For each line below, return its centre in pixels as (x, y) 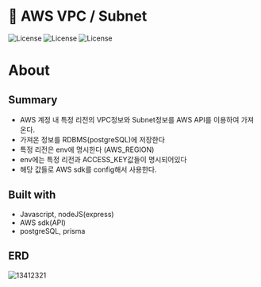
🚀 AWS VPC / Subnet (78, 16)
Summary (33, 100)
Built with (32, 195)
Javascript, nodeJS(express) (67, 214)
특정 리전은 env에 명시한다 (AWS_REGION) (87, 149)
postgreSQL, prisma (52, 231)
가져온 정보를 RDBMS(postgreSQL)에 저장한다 (92, 139)
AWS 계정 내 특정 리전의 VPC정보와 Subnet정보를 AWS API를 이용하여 (129, 119)
